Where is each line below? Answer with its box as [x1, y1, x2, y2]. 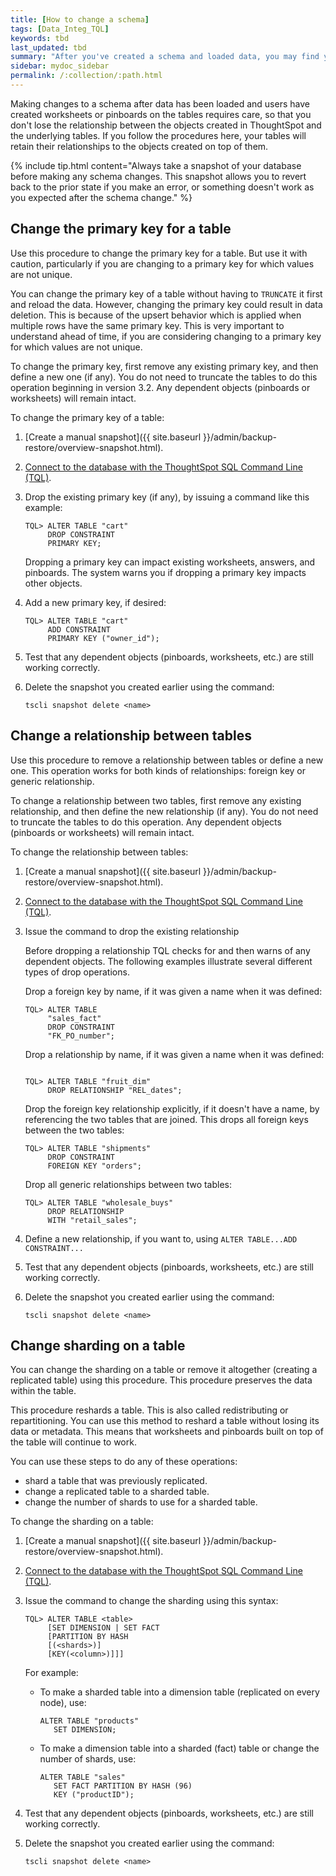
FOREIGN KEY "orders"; [47, 1161, 142, 1171]
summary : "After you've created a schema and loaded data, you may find [10, 52, 320, 62]
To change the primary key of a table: [10, 411, 165, 423]
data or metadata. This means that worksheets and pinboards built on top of [10, 1426, 324, 1438]
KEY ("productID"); [53, 1790, 135, 1800]
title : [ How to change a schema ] [10, 14, 150, 25]
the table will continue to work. [10, 1436, 137, 1448]
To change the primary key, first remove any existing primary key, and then [10, 360, 319, 372]
